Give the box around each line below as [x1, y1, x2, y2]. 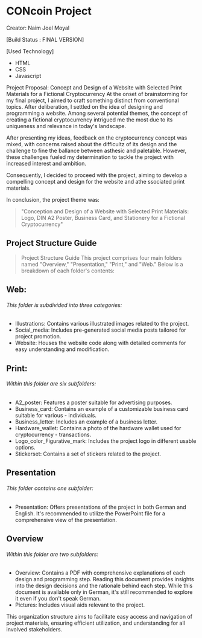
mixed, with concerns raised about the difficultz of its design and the [6, 140, 177, 147]
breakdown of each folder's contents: [21, 267, 115, 274]
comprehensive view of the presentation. [14, 516, 118, 523]
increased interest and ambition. [6, 159, 86, 167]
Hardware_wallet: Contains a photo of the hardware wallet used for [14, 424, 181, 431]
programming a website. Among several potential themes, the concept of [6, 109, 188, 117]
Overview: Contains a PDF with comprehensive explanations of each [14, 569, 186, 576]
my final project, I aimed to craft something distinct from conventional [6, 97, 179, 104]
